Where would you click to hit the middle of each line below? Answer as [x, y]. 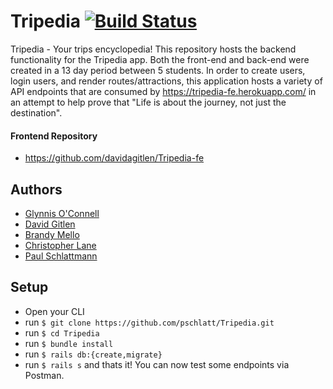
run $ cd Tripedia [62, 332]
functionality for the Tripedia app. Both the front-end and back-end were [160, 59]
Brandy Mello [52, 234]
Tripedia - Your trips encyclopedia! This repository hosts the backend [153, 49]
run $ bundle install [69, 343]
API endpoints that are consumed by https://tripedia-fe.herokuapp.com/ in [163, 91]
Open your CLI [54, 311]
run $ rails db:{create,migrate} [93, 354]
